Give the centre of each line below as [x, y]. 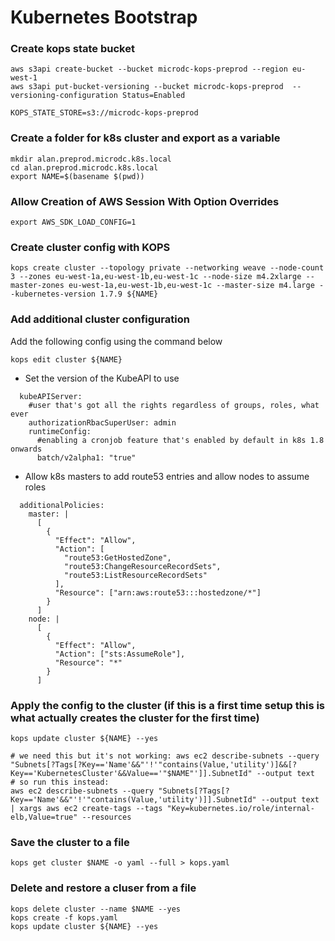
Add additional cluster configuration [100, 319]
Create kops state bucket [72, 49]
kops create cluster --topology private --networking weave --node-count [167, 268]
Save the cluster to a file [70, 842]
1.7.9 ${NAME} [129, 294]
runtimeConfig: [60, 431]
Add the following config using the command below [116, 341]
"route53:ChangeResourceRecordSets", [142, 566]
